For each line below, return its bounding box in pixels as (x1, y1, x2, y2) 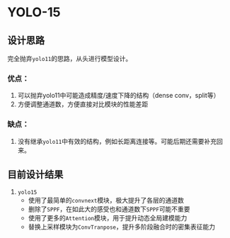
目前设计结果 (7, 168, 64, 181)
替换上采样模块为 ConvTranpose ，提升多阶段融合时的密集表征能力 (28, 222, 216, 231)
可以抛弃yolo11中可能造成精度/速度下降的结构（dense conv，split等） (17, 91, 220, 100)
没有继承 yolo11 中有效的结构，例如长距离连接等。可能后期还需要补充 (17, 137, 217, 145)
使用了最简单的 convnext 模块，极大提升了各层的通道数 (28, 196, 184, 205)
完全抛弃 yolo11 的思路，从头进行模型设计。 (7, 55, 132, 62)
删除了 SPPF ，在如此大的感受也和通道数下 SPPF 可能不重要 (28, 205, 190, 213)
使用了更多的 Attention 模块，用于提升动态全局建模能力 (28, 214, 188, 222)
